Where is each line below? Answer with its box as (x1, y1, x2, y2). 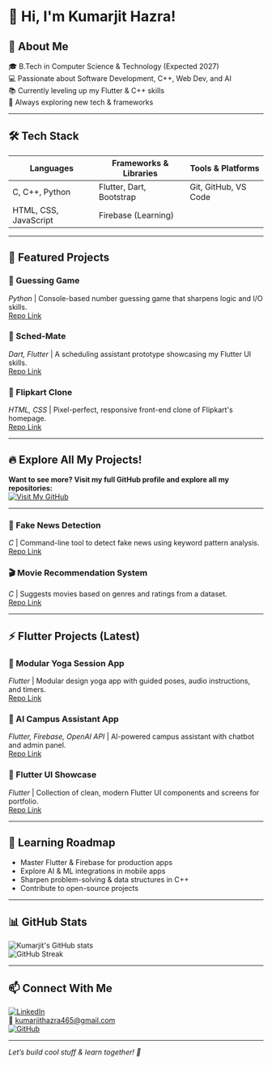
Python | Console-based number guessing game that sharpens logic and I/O (8, 293, 263, 303)
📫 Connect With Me (8, 981, 113, 995)
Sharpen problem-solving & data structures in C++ (19, 874, 189, 885)
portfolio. (8, 796, 39, 806)
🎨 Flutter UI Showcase (8, 769, 97, 780)
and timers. (8, 685, 46, 694)
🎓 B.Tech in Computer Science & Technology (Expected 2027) (8, 62, 219, 71)
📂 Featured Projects (8, 251, 110, 265)
